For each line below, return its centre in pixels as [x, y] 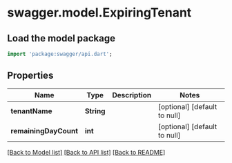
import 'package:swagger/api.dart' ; [60, 54]
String [95, 111]
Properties [30, 76]
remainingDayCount [44, 131]
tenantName [31, 111]
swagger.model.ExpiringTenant [99, 13]
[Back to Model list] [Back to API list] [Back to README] [86, 152]
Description [132, 95]
